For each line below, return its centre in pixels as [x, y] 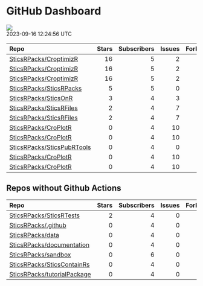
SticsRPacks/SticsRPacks [46, 88]
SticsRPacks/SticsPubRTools [50, 147]
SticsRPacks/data [34, 235]
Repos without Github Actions [64, 188]
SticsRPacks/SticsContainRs [50, 264]
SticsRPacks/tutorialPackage [50, 274]
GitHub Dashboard [54, 11]
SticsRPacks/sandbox [40, 255]
